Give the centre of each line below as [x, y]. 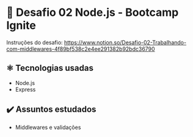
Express [25, 89]
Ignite [21, 25]
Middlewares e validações [48, 127]
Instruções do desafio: [35, 42]
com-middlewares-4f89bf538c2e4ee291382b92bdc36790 [81, 49]
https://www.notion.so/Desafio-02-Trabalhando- [125, 42]
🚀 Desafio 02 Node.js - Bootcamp [93, 13]
